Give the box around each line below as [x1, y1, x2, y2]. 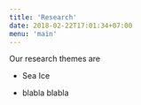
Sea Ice [21, 71, 51, 81]
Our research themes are [9, 54, 101, 64]
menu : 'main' [9, 29, 58, 38]
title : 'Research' [9, 12, 77, 22]
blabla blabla [21, 87, 69, 98]
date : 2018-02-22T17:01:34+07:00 [9, 21, 133, 30]
